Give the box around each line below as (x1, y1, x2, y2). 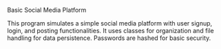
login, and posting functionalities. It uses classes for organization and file (7, 27, 215, 35)
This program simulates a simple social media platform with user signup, (7, 19, 213, 27)
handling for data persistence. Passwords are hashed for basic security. (7, 34, 211, 42)
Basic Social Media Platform (7, 6, 87, 14)
